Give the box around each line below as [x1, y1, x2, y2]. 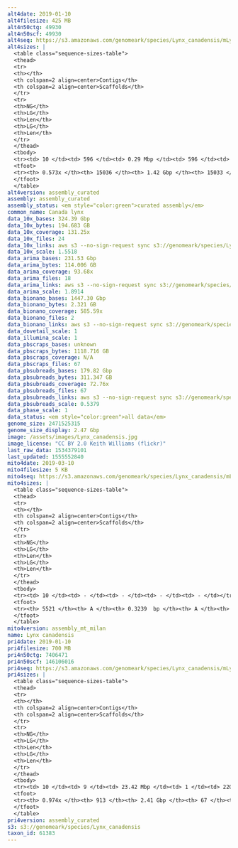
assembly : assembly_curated [7, 195, 91, 203]
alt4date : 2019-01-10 [7, 10, 72, 18]
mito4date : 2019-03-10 [7, 460, 74, 467]
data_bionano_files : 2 [7, 314, 74, 322]
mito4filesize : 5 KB [7, 466, 69, 473]
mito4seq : [7, 473, 37, 481]
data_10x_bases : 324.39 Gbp [7, 215, 91, 222]
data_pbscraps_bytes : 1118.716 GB [7, 348, 110, 355]
